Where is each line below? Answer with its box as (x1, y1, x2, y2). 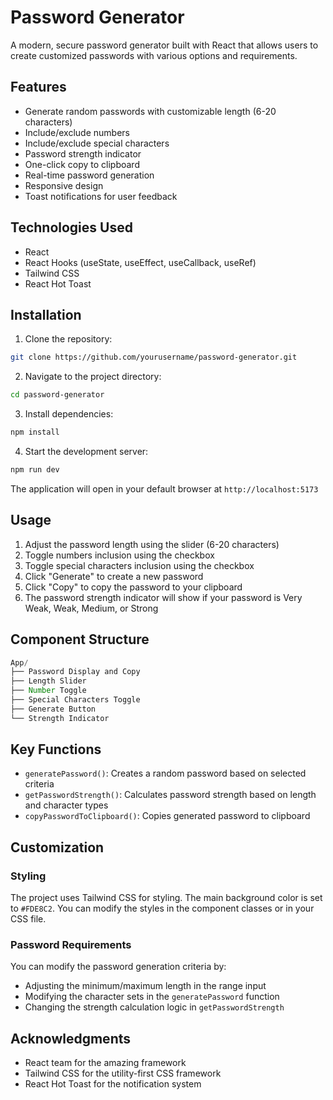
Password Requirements (10, 938, 132, 952)
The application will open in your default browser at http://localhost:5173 (10, 482, 319, 495)
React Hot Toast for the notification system (24, 1078, 202, 1090)
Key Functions (10, 741, 102, 758)
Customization (10, 839, 105, 856)
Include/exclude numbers (24, 126, 130, 138)
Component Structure (10, 631, 150, 648)
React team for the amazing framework (24, 1057, 187, 1069)
